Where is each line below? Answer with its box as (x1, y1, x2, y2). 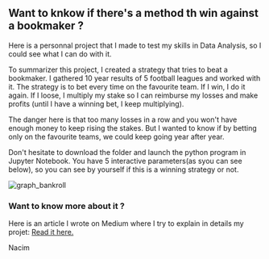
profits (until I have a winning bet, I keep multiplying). (8, 98, 184, 108)
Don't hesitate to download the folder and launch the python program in (8, 147, 246, 157)
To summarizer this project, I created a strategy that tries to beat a (8, 65, 228, 74)
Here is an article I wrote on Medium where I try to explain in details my (8, 219, 244, 228)
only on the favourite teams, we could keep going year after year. (8, 132, 225, 141)
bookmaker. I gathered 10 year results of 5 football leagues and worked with (8, 73, 261, 83)
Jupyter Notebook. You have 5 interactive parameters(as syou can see (8, 156, 243, 165)
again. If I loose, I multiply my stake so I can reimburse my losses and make (8, 90, 259, 100)
